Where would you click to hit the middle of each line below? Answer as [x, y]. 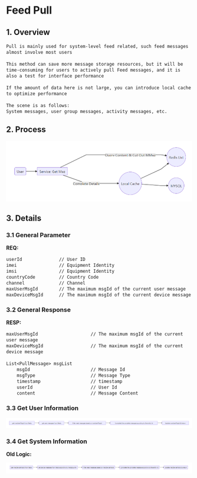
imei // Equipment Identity [60, 266]
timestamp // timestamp [70, 382]
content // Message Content [78, 393]
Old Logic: [19, 454]
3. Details [24, 218]
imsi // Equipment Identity [60, 272]
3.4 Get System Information [47, 441]
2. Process [26, 130]
